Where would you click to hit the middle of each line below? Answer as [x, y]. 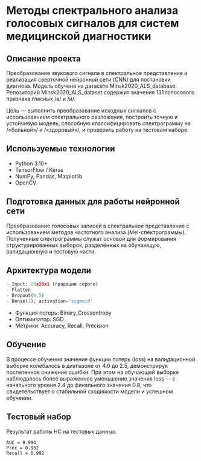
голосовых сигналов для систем [93, 23]
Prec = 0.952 [23, 448]
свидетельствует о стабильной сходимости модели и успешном [90, 391]
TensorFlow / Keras [39, 169]
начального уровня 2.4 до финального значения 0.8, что [79, 385]
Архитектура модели [49, 271]
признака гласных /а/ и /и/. [41, 99]
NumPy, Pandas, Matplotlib [49, 176]
